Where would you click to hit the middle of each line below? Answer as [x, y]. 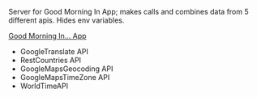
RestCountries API [51, 60]
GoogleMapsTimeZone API [65, 77]
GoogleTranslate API [54, 51]
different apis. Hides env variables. [66, 20]
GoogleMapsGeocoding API [66, 69]
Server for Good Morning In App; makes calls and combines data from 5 [128, 12]
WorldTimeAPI [44, 86]
